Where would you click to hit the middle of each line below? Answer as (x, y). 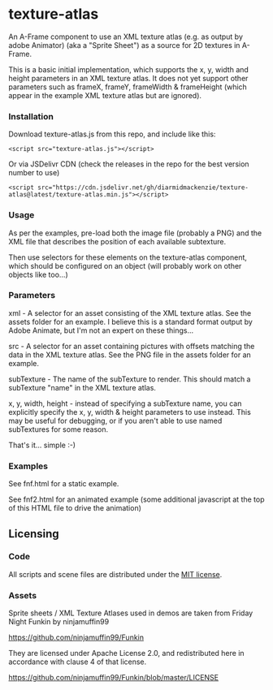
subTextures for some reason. (58, 429)
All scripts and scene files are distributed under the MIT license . (115, 574)
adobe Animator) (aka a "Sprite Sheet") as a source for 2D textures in (124, 45)
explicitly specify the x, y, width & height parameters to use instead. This (130, 412)
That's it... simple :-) (42, 445)
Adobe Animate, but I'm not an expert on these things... (101, 330)
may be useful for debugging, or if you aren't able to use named (115, 420)
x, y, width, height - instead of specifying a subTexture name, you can (125, 403)
